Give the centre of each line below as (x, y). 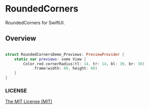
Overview (21, 38)
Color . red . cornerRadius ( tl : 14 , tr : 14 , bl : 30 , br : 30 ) (84, 64)
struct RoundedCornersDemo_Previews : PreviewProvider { (65, 54)
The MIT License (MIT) (29, 101)
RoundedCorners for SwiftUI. (35, 23)
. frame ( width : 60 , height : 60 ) (65, 68)
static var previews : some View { (50, 59)
